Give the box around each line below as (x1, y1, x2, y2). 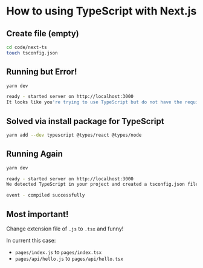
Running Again (6, 149, 63, 159)
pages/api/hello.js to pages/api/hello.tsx (14, 255, 124, 262)
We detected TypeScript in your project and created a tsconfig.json (6, 181, 185, 188)
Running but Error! (6, 67, 77, 77)
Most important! (6, 209, 69, 219)
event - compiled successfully (6, 192, 85, 198)
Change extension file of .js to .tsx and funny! (6, 225, 124, 232)
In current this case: (6, 237, 56, 244)
